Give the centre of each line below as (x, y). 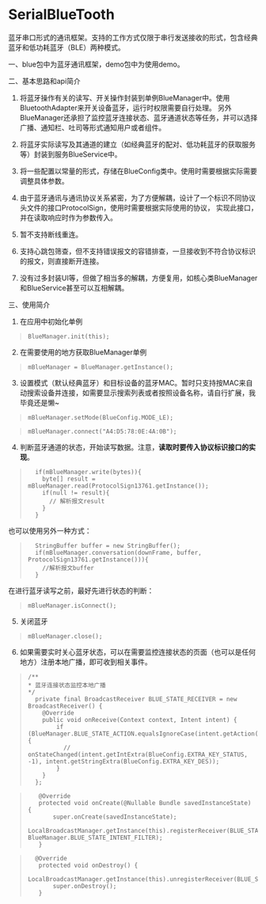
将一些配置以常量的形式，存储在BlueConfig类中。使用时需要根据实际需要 (138, 171)
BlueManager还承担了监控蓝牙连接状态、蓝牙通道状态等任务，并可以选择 (139, 117)
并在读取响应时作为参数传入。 (68, 217)
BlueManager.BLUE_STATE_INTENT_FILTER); (95, 838)
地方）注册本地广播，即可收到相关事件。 (85, 662)
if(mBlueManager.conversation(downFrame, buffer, (118, 553)
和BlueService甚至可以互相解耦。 (74, 287)
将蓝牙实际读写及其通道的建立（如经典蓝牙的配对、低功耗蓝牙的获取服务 (137, 144)
